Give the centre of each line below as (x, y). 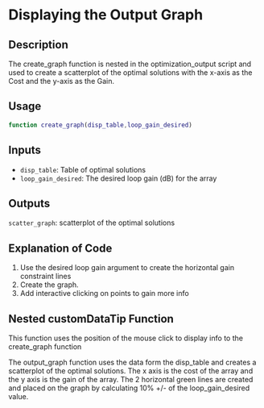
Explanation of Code (60, 248)
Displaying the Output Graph (106, 15)
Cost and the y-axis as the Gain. (62, 81)
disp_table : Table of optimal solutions (83, 169)
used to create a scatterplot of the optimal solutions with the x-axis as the (130, 73)
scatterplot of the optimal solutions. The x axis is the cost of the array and (131, 371)
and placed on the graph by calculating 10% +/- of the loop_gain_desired (129, 388)
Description (38, 45)
